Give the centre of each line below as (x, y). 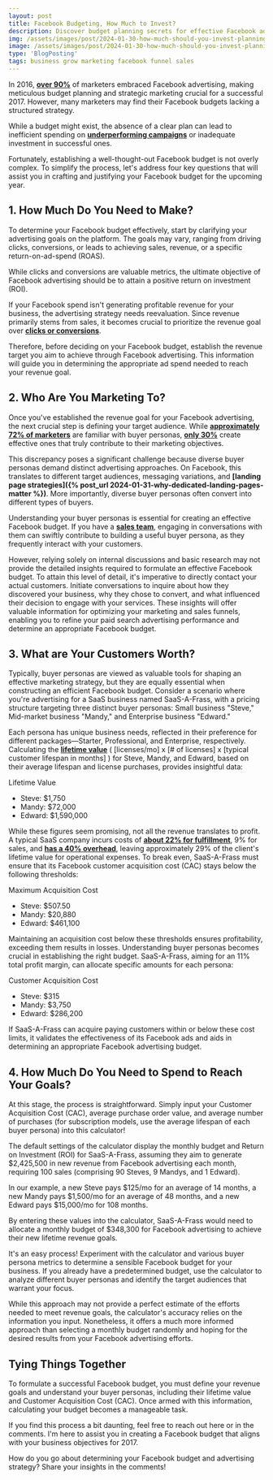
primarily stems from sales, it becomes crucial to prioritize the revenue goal (135, 322)
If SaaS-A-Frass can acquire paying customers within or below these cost (132, 1029)
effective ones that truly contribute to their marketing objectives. (116, 443)
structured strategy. (41, 110)
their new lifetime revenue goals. (63, 1238)
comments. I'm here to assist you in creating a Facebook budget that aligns (134, 1434)
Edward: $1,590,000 (54, 816)
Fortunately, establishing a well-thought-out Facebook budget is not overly (134, 158)
